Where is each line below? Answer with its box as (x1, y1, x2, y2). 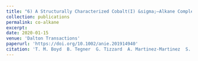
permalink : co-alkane (6, 19, 60, 25)
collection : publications (6, 14, 70, 20)
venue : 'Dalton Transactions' (6, 35, 81, 41)
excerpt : (6, 24, 28, 31)
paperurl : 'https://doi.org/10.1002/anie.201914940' (6, 41, 138, 47)
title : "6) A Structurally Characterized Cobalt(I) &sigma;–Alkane (6, 8, 176, 15)
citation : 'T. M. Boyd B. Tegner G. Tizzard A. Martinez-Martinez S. (6, 46, 192, 52)
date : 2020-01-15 (6, 30, 49, 36)
